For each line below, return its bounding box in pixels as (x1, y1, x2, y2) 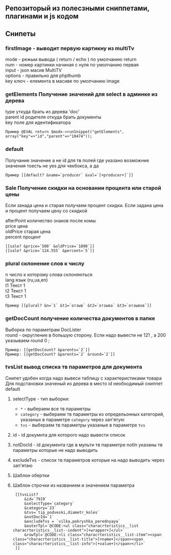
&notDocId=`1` (24, 514, 55, 519)
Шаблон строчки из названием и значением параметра (12, 482, 135, 488)
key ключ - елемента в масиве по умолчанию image (5, 78, 120, 84)
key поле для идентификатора (5, 119, 71, 125)
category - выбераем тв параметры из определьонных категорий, (20, 411, 165, 417)
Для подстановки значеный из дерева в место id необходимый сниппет (5, 380, 163, 387)
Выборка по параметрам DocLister (5, 326, 82, 333)
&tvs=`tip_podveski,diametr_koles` (24, 510, 100, 515)
